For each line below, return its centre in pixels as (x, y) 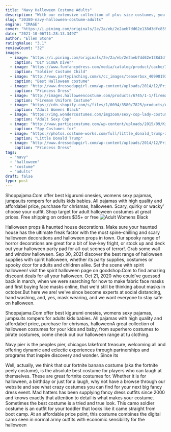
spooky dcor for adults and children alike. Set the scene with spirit (75, 265)
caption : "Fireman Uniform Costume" (53, 100)
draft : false (19, 176)
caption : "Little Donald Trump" (49, 138)
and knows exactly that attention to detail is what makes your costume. (80, 398)
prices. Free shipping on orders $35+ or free (52, 217)
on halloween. (20, 303)
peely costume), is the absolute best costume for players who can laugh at (83, 371)
